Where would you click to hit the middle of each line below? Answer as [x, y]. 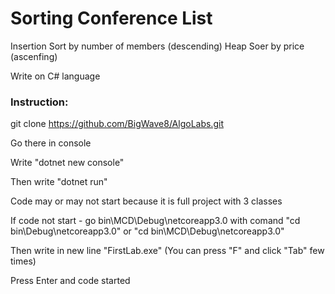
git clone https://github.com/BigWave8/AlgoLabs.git [117, 124]
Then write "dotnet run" [59, 182]
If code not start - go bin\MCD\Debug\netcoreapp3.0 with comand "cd [155, 221]
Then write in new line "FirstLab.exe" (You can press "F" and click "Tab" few [167, 251]
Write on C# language [55, 76]
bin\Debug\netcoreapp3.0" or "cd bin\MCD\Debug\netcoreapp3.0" [147, 231]
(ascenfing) [34, 56]
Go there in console [51, 143]
